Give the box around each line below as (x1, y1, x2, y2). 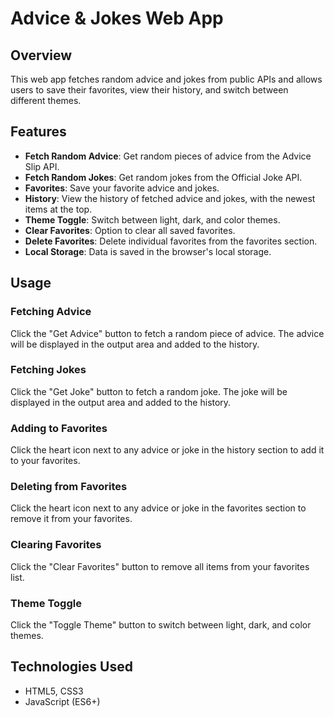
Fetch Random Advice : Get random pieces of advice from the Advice (24, 150, 312, 162)
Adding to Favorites (10, 421, 108, 435)
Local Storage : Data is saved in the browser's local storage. (24, 245, 272, 257)
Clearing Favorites (10, 538, 102, 552)
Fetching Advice (10, 305, 92, 319)
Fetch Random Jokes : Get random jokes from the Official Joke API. (24, 171, 303, 183)
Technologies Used (10, 658, 133, 676)
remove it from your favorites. (10, 513, 133, 525)
